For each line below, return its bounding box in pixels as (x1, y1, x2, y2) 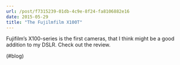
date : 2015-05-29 (6, 14, 49, 20)
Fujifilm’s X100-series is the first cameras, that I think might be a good (6, 35, 175, 42)
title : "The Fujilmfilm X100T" (6, 19, 83, 25)
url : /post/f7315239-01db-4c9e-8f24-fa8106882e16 (6, 8, 130, 15)
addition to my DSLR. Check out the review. (6, 41, 111, 48)
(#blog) (6, 53, 25, 60)
